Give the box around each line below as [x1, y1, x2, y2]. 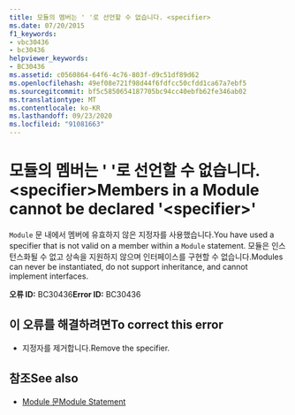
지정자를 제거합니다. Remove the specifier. [21, 342, 170, 353]
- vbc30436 [9, 37, 49, 47]
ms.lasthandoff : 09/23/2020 [9, 111, 113, 120]
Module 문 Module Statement [21, 396, 126, 407]
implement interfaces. [9, 271, 89, 281]
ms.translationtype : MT [9, 95, 97, 104]
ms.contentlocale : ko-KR [9, 104, 101, 112]
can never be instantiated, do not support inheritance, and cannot [9, 261, 249, 272]
